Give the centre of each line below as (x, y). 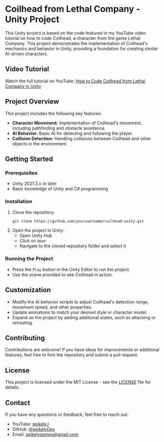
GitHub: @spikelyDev (34, 429)
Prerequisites (21, 173)
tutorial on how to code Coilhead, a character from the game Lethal (73, 38)
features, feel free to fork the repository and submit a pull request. (72, 355)
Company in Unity (23, 86)
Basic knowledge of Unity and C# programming (60, 189)
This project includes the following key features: (53, 113)
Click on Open (33, 241)
